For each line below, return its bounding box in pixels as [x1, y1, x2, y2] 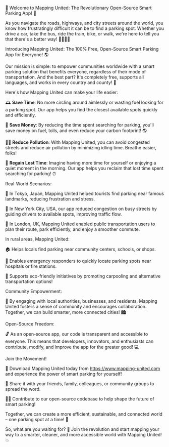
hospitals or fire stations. [5, 263, 57, 269]
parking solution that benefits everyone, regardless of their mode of [5, 69, 146, 74]
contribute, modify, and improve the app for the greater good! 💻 [5, 344, 139, 350]
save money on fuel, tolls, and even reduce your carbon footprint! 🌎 [5, 128, 147, 134]
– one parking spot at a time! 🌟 [5, 417, 69, 422]
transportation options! [5, 278, 53, 285]
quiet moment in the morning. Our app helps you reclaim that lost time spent [5, 165, 164, 171]
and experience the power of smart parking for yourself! [5, 371, 122, 377]
